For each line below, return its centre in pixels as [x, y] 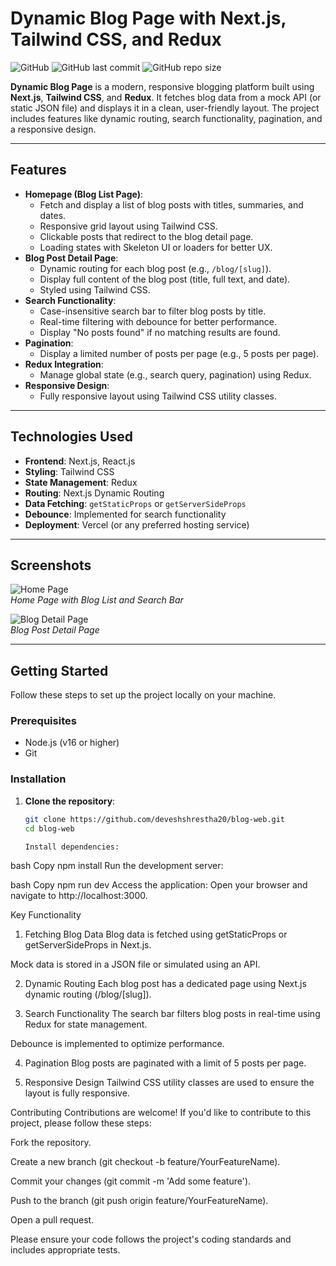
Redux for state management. [86, 1024]
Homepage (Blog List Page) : [83, 194]
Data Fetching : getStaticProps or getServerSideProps [135, 503]
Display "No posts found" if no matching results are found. [160, 332]
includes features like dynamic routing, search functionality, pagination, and [166, 118]
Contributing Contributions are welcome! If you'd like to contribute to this [161, 1113]
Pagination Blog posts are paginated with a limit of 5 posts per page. [165, 1063]
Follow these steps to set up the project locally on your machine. [143, 695]
